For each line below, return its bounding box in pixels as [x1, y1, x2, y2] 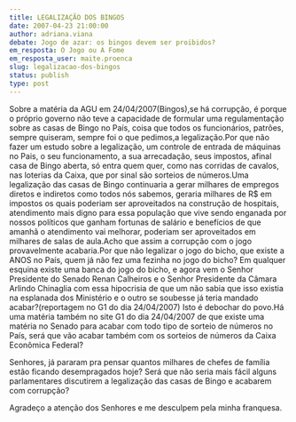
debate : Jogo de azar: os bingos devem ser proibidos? [9, 37, 216, 47]
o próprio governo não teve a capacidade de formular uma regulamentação [9, 113, 284, 123]
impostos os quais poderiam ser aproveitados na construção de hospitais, [9, 197, 279, 209]
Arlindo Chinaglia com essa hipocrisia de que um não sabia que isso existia [9, 283, 284, 293]
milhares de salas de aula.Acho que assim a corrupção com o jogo [9, 235, 253, 246]
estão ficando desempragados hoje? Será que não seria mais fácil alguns [9, 366, 277, 377]
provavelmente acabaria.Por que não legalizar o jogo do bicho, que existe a [9, 245, 285, 256]
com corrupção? [9, 385, 70, 395]
